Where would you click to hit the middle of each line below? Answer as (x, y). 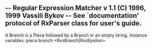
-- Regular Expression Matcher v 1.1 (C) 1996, (76, 8)
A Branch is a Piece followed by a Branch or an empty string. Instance (76, 35)
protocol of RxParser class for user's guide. (73, 23)
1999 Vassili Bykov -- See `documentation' (72, 16)
